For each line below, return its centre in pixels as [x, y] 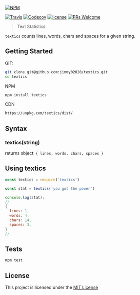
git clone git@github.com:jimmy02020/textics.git [57, 72]
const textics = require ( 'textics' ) [42, 180]
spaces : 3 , [20, 225]
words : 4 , [19, 216]
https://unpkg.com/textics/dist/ [39, 113]
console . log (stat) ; [25, 197]
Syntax [16, 128]
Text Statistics [31, 26]
